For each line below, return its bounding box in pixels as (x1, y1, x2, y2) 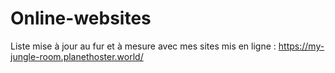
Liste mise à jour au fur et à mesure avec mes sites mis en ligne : (10, 40, 277, 52)
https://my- (278, 40, 325, 52)
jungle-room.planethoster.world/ (10, 50, 144, 62)
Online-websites (10, 7, 152, 30)
